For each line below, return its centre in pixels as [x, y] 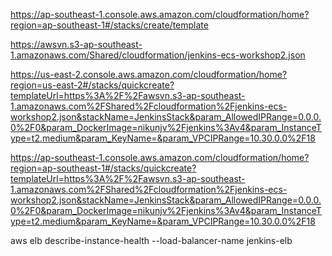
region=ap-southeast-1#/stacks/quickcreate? [103, 168]
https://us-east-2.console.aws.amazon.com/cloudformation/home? [149, 74]
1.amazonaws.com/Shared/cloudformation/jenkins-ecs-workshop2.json [158, 55]
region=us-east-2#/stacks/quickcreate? [92, 85]
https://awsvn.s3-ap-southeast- [76, 44]
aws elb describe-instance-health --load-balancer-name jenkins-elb [151, 240]
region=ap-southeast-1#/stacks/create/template [109, 25]
